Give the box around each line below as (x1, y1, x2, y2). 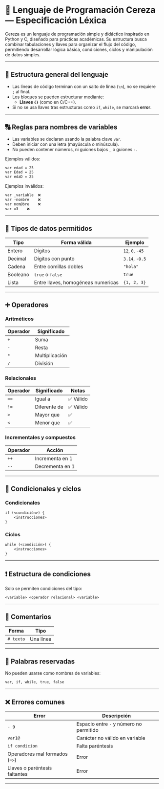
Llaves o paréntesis (7, 765, 52, 771)
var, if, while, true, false (5, 679, 64, 685)
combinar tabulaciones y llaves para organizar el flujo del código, (5, 41, 136, 47)
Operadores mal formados (7, 750, 68, 757)
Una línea (30, 636, 52, 642)
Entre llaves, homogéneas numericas (34, 279, 119, 285)
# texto (7, 636, 25, 642)
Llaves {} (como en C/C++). (19, 99, 77, 105)
